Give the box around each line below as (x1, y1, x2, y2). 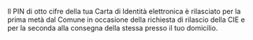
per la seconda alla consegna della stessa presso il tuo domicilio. (7, 24, 218, 32)
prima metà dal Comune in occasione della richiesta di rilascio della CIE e (7, 15, 245, 24)
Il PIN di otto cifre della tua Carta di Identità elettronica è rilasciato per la (7, 7, 241, 16)
